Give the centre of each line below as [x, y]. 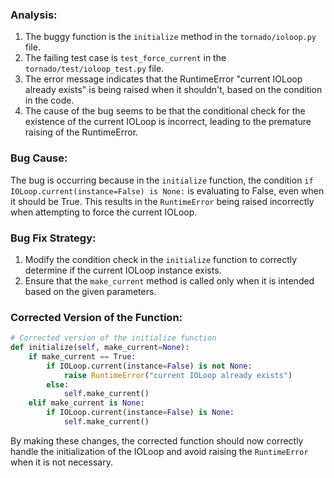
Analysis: [34, 15]
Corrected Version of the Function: [96, 317]
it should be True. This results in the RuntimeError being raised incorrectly [162, 201]
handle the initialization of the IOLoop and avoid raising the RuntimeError [159, 451]
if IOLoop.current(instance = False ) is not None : [149, 366]
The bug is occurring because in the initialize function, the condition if [162, 180]
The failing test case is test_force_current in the [125, 58]
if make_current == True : [82, 356]
